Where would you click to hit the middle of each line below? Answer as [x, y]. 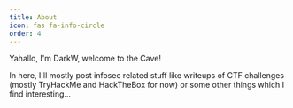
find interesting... [40, 94]
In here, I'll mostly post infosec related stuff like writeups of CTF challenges [147, 76]
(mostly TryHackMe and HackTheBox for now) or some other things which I [147, 85]
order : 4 [25, 33]
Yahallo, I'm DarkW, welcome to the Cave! [85, 59]
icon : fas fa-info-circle [57, 25]
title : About [33, 17]
